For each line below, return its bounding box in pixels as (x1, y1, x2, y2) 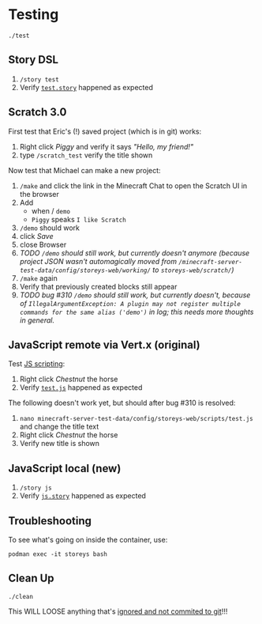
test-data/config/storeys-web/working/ (19, 267, 152, 274)
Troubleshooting (8, 514, 92, 528)
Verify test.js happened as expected (19, 383, 143, 392)
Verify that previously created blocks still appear (19, 282, 178, 291)
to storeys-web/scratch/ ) (152, 265, 234, 274)
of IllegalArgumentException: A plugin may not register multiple (19, 298, 241, 308)
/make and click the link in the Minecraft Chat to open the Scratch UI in (19, 180, 248, 191)
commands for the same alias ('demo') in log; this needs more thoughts (19, 307, 254, 316)
